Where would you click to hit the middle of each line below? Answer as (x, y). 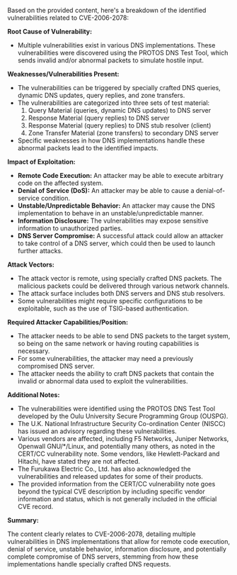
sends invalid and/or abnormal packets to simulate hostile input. (110, 60)
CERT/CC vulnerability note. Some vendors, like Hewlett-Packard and (118, 454)
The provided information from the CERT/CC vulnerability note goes (116, 484)
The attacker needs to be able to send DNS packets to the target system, (124, 336)
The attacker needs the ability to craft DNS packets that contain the (116, 374)
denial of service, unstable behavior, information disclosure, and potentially (117, 549)
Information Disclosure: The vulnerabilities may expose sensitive (113, 220)
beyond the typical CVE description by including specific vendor (111, 491)
